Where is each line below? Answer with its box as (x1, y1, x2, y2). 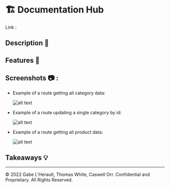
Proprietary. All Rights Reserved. (5, 177, 73, 183)
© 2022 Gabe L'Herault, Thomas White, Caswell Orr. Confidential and (5, 171, 150, 177)
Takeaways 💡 (5, 153, 48, 162)
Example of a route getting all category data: (12, 89, 106, 96)
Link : (5, 24, 17, 30)
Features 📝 (5, 56, 40, 65)
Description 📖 (5, 39, 49, 48)
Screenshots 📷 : (5, 74, 59, 82)
